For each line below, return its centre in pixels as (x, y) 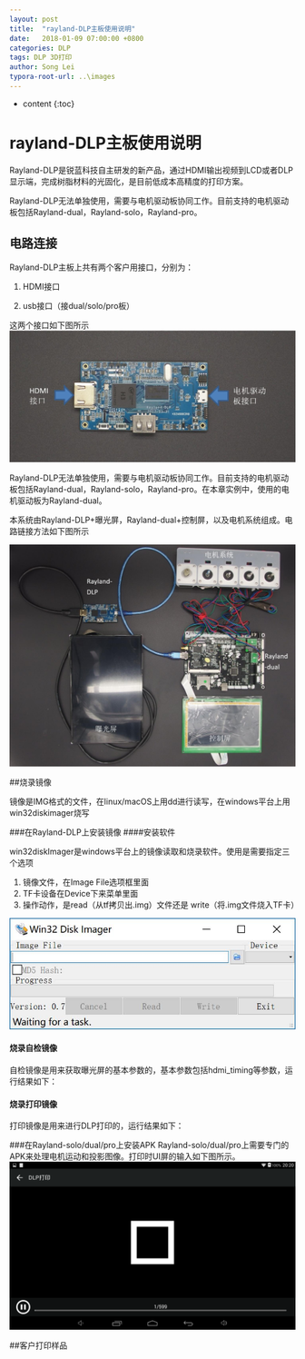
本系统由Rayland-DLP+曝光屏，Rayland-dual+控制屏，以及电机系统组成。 (148, 520)
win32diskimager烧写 (49, 812)
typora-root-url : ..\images (63, 77)
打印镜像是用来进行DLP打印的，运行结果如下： (97, 1126)
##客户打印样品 (39, 1345)
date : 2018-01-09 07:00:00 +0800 (77, 38)
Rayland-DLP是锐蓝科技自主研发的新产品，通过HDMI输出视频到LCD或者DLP (151, 170)
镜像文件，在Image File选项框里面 (86, 882)
